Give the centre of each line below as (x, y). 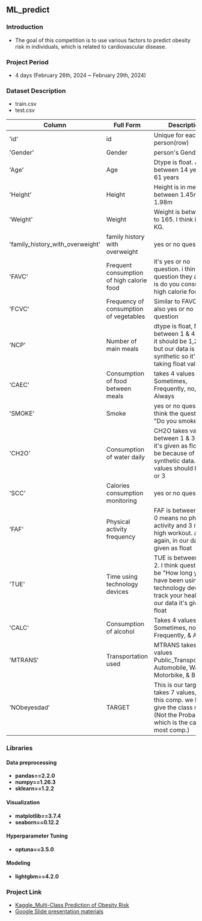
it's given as (171, 446)
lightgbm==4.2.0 (37, 876)
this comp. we (173, 700)
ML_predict (28, 10)
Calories (118, 485)
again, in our (171, 541)
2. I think (166, 565)
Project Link (24, 892)
